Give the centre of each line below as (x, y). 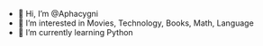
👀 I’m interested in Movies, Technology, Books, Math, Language (136, 23)
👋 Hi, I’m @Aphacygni (58, 14)
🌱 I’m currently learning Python (75, 32)
